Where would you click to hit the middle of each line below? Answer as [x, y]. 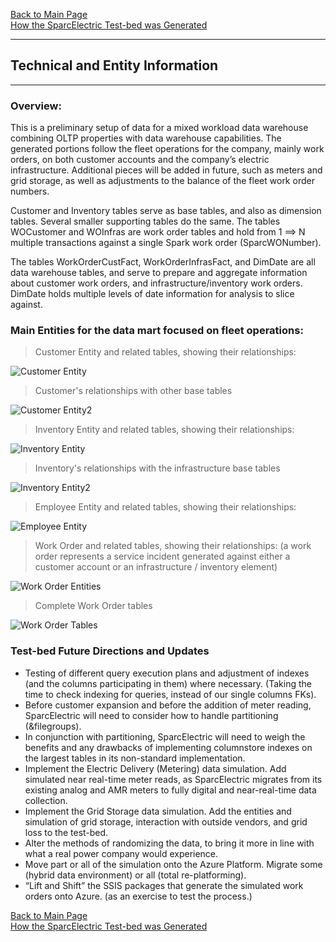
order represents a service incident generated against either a [162, 556]
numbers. [30, 191]
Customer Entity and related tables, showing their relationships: [165, 352]
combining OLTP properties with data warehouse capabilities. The [146, 138]
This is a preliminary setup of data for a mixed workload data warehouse [159, 128]
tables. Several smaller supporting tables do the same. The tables [145, 221]
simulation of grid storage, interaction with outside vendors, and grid [166, 821]
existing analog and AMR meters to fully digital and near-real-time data [170, 790]
